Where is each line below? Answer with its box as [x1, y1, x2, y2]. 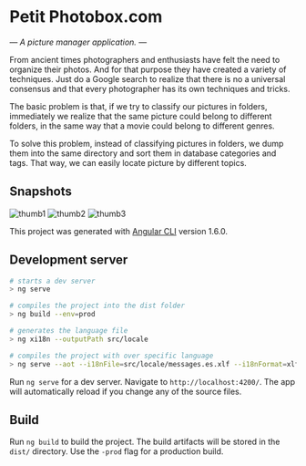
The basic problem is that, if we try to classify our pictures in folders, [9, 100, 268, 111]
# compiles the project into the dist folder [9, 301, 185, 311]
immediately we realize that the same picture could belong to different [9, 110, 272, 121]
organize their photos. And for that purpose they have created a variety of [9, 64, 287, 75]
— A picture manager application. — [9, 36, 148, 47]
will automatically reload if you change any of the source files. [9, 386, 242, 397]
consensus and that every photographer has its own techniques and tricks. [9, 83, 291, 94]
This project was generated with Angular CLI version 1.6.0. [9, 225, 229, 236]
